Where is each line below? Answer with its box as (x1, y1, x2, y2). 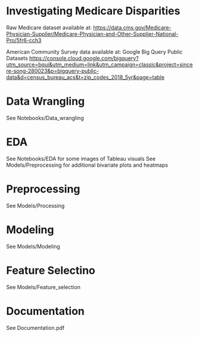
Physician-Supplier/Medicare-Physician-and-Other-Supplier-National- (6, 30, 179, 37)
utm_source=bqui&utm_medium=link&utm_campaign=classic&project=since (6, 61, 193, 68)
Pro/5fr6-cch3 (6, 36, 42, 44)
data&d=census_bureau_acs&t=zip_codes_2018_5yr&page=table (6, 73, 165, 81)
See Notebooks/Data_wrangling (6, 114, 85, 121)
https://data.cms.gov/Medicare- (93, 24, 172, 31)
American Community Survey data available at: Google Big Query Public (6, 48, 183, 55)
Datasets (6, 54, 28, 62)
